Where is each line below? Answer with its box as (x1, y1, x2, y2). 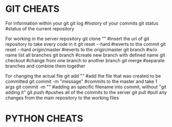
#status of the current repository (5, 25, 74, 31)
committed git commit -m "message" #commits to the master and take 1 (5, 78, 158, 84)
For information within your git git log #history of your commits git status (5, 20, 159, 26)
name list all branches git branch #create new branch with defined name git (5, 52, 165, 58)
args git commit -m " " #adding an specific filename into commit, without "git (5, 83, 167, 90)
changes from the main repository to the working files (5, 95, 119, 101)
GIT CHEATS (5, 3, 60, 15)
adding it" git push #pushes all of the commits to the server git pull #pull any (5, 89, 167, 95)
